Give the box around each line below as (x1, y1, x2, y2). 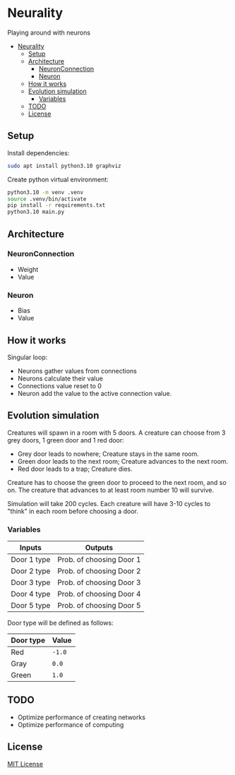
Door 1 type (11, 555, 51, 565)
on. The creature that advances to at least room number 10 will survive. (7, 486, 215, 494)
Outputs (85, 543, 114, 553)
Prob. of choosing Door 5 (57, 601, 141, 611)
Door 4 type (11, 589, 51, 599)
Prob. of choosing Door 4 (57, 589, 141, 599)
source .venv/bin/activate (7, 196, 87, 203)
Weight (17, 265, 39, 273)
